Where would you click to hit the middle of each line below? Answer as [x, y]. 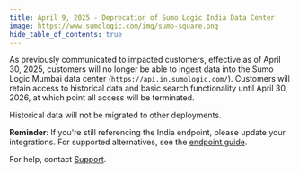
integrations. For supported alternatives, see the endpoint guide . [128, 142]
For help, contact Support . [58, 160]
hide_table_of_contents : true [66, 34]
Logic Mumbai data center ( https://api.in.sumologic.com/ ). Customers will [149, 79]
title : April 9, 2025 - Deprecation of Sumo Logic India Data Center [142, 17]
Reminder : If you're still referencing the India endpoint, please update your [147, 133]
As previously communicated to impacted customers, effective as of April [145, 60]
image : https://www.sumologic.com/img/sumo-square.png [114, 26]
